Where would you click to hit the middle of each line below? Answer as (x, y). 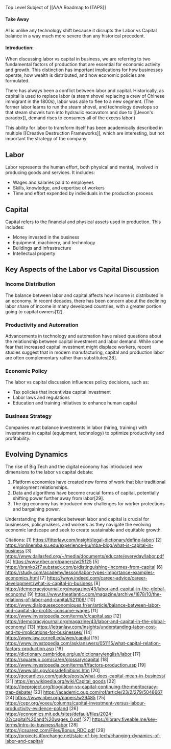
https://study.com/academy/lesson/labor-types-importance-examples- (80, 572)
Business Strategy (29, 416)
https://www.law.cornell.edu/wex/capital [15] (52, 638)
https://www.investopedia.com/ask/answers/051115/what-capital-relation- (83, 643)
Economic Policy (26, 371)
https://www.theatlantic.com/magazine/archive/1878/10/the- (98, 594)
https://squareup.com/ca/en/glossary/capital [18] (57, 659)
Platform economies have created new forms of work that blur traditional (89, 482)
